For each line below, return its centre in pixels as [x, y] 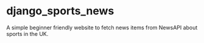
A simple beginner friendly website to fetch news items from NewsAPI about [102, 27]
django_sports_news [60, 11]
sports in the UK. [27, 33]
